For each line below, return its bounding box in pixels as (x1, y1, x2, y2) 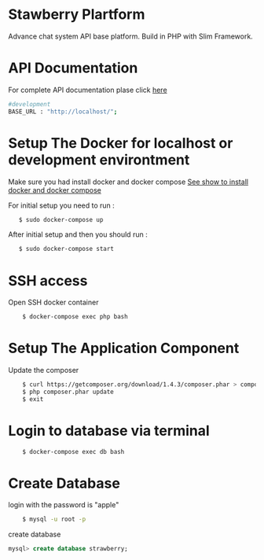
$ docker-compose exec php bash (22, 313, 128, 321)
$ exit (22, 395, 44, 403)
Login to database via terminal (8, 422, 210, 440)
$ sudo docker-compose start (18, 245, 114, 253)
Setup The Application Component (8, 340, 240, 357)
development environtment (8, 151, 190, 168)
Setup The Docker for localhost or (8, 134, 233, 152)
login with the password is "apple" (8, 500, 119, 510)
